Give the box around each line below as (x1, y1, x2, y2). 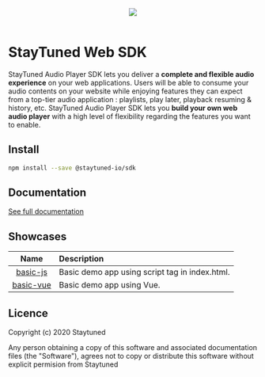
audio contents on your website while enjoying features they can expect (8, 86, 243, 96)
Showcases (8, 230, 67, 243)
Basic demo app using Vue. (59, 280, 161, 291)
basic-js (15, 267, 47, 278)
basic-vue (12, 280, 51, 291)
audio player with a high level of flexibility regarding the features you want (8, 111, 251, 121)
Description (59, 253, 104, 265)
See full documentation (8, 207, 85, 216)
